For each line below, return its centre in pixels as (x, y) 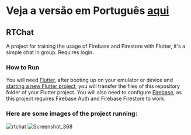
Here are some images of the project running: (72, 113)
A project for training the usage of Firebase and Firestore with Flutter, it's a (96, 46)
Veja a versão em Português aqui (88, 11)
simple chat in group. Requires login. (50, 52)
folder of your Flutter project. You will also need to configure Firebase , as (94, 93)
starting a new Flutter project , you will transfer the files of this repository (93, 86)
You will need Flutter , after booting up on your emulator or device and (90, 80)
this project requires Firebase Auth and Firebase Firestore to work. (86, 99)
